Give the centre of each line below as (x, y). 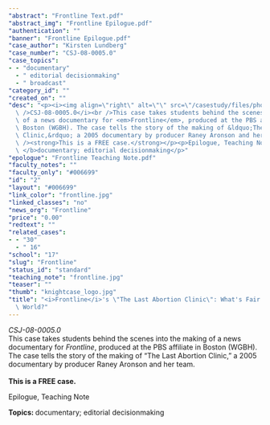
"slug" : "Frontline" (43, 262)
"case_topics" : (34, 61)
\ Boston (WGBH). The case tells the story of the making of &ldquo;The (140, 128)
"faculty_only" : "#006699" (53, 173)
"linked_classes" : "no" (48, 202)
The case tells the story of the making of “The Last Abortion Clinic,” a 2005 (133, 355)
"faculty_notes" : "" (43, 166)
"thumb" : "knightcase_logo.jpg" (62, 292)
